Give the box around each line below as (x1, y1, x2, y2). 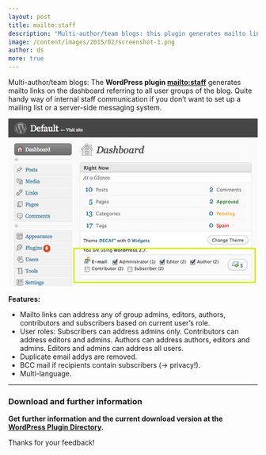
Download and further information (8, 395, 142, 407)
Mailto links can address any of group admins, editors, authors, (19, 310, 226, 319)
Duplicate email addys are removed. (19, 352, 138, 361)
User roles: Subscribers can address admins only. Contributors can (19, 326, 239, 336)
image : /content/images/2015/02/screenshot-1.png (8, 38, 176, 46)
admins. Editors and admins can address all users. (19, 343, 184, 353)
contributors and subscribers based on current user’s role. (19, 318, 211, 327)
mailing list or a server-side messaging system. (8, 103, 162, 112)
